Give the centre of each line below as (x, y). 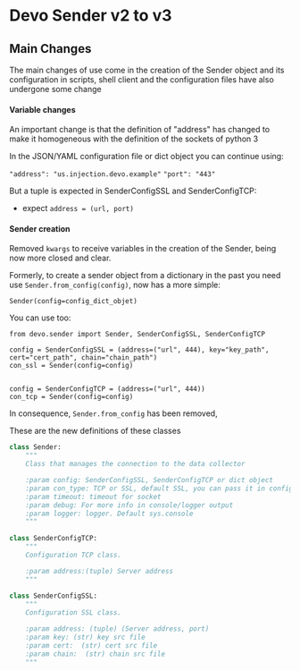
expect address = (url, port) (78, 208)
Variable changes (42, 109)
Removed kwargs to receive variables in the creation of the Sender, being (143, 249)
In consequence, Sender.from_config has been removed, (113, 413)
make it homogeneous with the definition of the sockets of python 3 (134, 139)
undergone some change (55, 89)
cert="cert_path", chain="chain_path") (83, 358)
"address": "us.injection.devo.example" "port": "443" (112, 174)
